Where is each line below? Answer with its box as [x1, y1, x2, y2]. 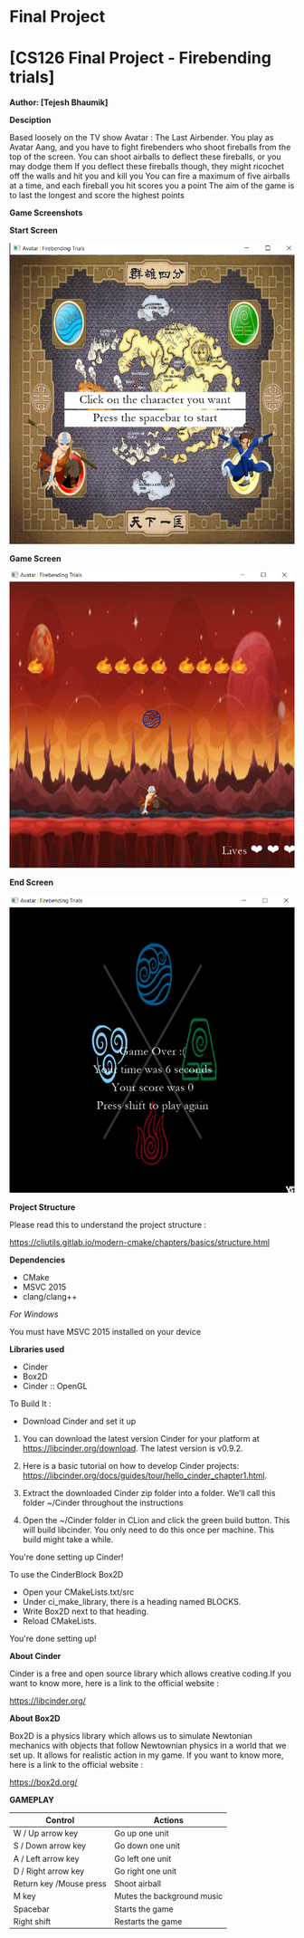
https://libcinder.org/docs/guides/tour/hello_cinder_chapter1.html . [22, 1470, 268, 1482]
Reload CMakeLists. [22, 1616, 97, 1626]
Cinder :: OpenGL [22, 1381, 88, 1392]
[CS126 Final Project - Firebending [9, 48, 271, 69]
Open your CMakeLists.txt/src [22, 1587, 135, 1597]
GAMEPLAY [9, 1795, 54, 1806]
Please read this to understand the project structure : [9, 1220, 206, 1231]
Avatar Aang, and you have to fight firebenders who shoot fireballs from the [9, 142, 291, 153]
